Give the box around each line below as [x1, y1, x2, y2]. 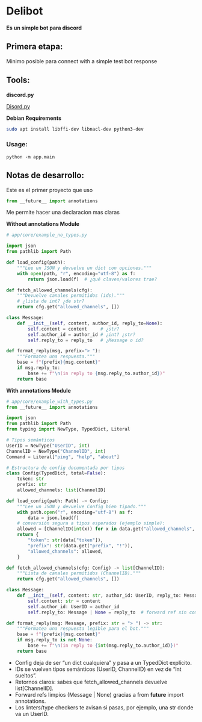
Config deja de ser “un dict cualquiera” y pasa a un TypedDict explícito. [14, 659, 192, 666]
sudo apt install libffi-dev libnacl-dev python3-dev [6, 126, 144, 132]
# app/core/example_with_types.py [6, 399, 93, 405]
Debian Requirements [6, 114, 62, 122]
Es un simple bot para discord [6, 24, 82, 31]
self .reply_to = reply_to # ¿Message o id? [28, 337, 144, 343]
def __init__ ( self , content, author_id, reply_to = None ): [17, 320, 163, 326]
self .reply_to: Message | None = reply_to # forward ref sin [28, 609, 187, 615]
